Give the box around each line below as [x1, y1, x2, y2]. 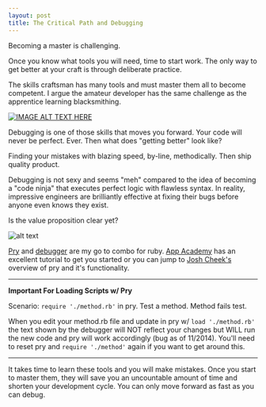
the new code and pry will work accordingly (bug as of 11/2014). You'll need [8, 333, 255, 343]
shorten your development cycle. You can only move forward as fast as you [8, 381, 255, 390]
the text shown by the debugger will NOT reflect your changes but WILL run [8, 325, 256, 334]
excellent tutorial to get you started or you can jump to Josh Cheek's [8, 254, 232, 264]
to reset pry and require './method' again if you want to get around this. [8, 341, 245, 351]
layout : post [8, 11, 51, 20]
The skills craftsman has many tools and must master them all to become [8, 80, 246, 89]
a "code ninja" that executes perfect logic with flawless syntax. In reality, [8, 183, 245, 192]
